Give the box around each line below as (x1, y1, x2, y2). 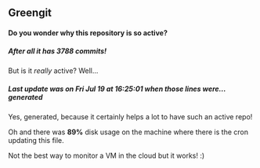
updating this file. (8, 135, 64, 144)
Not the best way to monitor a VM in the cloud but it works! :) (8, 151, 205, 160)
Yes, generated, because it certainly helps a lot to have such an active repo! (8, 111, 253, 121)
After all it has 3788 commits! (8, 46, 107, 56)
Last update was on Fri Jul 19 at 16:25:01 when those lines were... (8, 84, 226, 93)
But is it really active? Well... (8, 66, 99, 75)
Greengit (8, 6, 52, 20)
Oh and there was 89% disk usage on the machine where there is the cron (8, 127, 249, 137)
